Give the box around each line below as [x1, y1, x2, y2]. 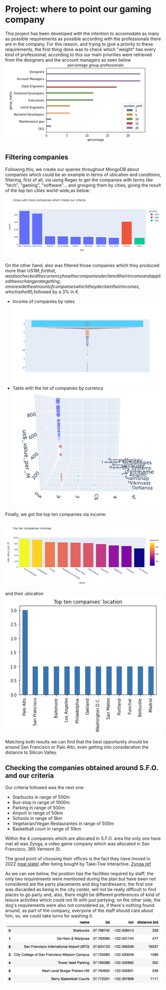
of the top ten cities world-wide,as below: [5, 187, 90, 193]
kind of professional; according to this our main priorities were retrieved [5, 51, 152, 58]
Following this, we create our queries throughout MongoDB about [5, 166, 139, 172]
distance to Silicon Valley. [5, 749, 58, 755]
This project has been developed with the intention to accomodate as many [5, 30, 160, 36]
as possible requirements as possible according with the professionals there [5, 36, 162, 42]
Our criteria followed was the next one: [5, 785, 85, 791]
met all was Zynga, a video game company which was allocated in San [5, 841, 150, 847]
